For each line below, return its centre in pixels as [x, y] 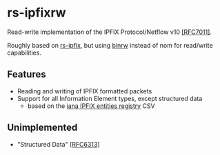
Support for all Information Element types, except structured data [110, 98]
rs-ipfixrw [37, 13]
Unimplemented [42, 128]
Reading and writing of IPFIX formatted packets [84, 91]
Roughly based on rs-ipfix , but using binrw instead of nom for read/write [110, 45]
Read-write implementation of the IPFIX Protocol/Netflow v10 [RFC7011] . [110, 32]
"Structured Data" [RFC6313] [58, 144]
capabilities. [24, 53]
